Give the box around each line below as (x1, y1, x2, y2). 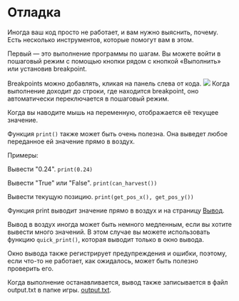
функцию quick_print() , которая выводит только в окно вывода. (7, 235, 205, 243)
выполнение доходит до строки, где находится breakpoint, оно (7, 86, 199, 95)
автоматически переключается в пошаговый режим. (7, 94, 170, 103)
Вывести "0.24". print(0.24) (7, 165, 93, 173)
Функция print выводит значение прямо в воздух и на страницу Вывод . (7, 206, 225, 215)
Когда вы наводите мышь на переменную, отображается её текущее (7, 108, 219, 116)
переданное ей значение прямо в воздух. (7, 137, 136, 146)
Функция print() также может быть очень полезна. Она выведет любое (7, 129, 228, 138)
